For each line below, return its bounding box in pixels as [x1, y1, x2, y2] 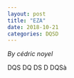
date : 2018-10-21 [7, 23, 59, 30]
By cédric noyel [7, 50, 53, 58]
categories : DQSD [7, 30, 59, 38]
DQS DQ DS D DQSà [7, 63, 68, 72]
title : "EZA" [7, 17, 46, 24]
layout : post [7, 10, 46, 18]
